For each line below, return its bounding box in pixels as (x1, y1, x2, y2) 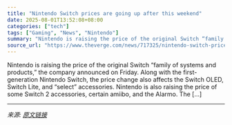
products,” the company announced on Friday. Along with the (7, 68, 182, 76)
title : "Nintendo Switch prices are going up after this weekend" (7, 10, 202, 17)
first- (182, 68, 197, 76)
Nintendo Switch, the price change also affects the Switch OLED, (39, 76, 224, 83)
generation (7, 76, 38, 83)
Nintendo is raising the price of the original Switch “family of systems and (7, 61, 216, 69)
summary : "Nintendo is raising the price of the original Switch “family (7, 36, 224, 43)
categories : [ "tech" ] (7, 23, 70, 30)
